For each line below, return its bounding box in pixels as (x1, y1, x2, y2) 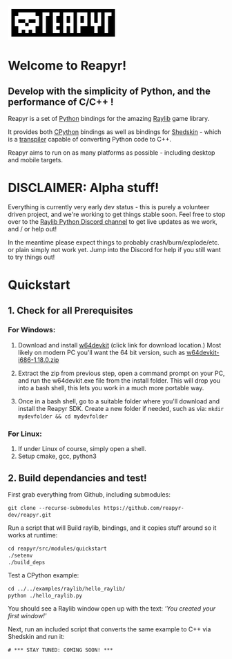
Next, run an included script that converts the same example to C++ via (8, 624, 211, 633)
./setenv (8, 552, 33, 559)
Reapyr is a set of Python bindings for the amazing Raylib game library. (8, 115, 210, 122)
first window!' (8, 611, 47, 620)
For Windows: (8, 325, 56, 335)
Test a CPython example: (8, 571, 79, 579)
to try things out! (8, 253, 55, 261)
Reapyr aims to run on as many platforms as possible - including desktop (8, 149, 215, 157)
